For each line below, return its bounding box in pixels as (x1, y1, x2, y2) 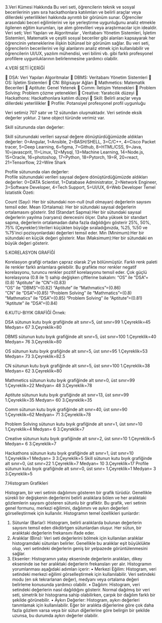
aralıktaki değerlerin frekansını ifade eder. (12, 530, 95, 536)
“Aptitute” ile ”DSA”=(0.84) (5, 301, 58, 306)
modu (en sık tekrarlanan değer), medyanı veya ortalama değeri (12, 576, 139, 582)
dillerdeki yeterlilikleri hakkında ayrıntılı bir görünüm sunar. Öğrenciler (5, 15, 143, 20)
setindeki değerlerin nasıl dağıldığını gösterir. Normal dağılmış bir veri (12, 587, 150, 592)
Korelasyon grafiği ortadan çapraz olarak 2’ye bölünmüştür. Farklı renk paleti (5, 259, 158, 265)
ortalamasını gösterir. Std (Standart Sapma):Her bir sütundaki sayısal (5, 209, 142, 215)
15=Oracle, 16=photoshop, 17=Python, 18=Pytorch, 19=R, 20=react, (5, 154, 139, 160)
